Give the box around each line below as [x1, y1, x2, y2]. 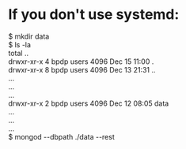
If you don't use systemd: [8, 6, 180, 24]
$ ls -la [8, 39, 32, 49]
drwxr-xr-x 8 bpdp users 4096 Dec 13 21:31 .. [8, 65, 156, 74]
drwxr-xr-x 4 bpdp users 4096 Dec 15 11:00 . [8, 57, 154, 66]
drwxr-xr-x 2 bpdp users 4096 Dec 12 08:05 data [8, 99, 169, 108]
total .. [8, 48, 29, 58]
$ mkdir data [8, 32, 50, 41]
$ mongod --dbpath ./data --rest [8, 132, 115, 141]
